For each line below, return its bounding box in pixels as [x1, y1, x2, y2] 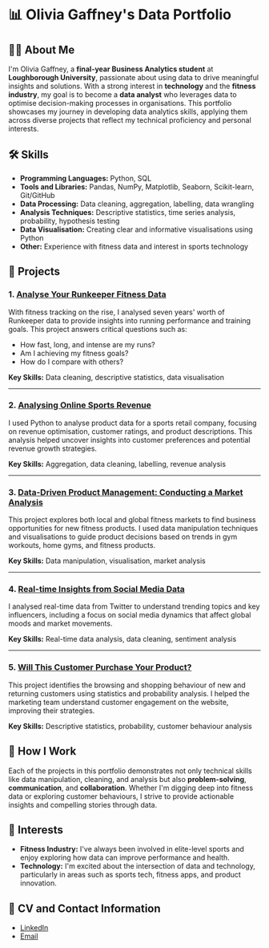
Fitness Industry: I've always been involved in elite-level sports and [19, 845, 244, 854]
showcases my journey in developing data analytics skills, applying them [8, 107, 248, 116]
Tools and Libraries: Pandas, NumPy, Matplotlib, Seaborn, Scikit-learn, [19, 181, 255, 192]
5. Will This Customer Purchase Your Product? [8, 662, 192, 673]
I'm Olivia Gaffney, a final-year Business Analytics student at [8, 64, 214, 74]
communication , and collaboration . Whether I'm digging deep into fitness [8, 783, 254, 792]
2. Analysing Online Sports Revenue [8, 399, 152, 411]
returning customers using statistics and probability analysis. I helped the [8, 688, 250, 698]
